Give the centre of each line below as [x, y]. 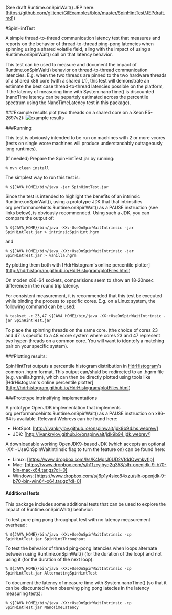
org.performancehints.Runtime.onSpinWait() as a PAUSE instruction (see [82, 207]
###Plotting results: [26, 356]
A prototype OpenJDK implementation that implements [63, 408]
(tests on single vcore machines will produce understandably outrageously [84, 143]
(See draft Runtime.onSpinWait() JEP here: [50, 7]
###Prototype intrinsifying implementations [51, 398]
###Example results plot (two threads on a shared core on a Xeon [75, 112]
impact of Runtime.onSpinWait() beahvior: [49, 510]
